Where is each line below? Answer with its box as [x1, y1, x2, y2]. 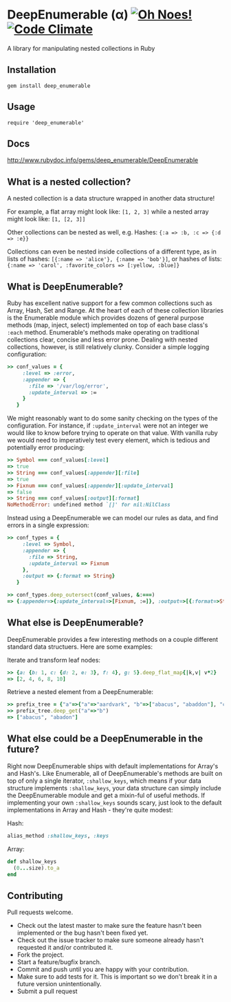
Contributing [7, 890, 63, 902]
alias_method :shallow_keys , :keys [7, 832, 109, 839]
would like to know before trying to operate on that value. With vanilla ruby [7, 429, 218, 437]
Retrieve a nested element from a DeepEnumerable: [7, 688, 153, 696]
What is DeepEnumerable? [7, 280, 124, 292]
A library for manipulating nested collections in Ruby [7, 44, 155, 52]
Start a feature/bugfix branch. [16, 958, 102, 966]
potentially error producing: [7, 443, 85, 452]
